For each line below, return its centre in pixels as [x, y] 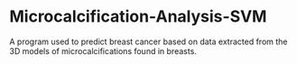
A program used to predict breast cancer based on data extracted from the [148, 41]
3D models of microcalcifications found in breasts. [103, 50]
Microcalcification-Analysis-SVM [138, 17]
